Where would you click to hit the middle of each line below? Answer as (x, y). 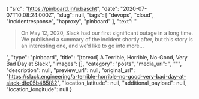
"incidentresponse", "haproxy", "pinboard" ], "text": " (72, 21)
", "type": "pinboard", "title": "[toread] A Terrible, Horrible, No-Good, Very (97, 57)
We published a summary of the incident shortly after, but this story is (107, 39)
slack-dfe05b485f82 (32, 83)
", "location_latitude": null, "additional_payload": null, (122, 83)
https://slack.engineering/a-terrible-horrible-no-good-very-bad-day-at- (98, 76)
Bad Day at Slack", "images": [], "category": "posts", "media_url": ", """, (94, 64)
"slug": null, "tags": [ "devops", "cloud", (105, 15)
